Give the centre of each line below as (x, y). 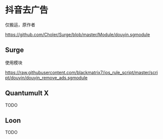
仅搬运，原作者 (20, 25)
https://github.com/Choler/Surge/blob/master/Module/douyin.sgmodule (78, 35)
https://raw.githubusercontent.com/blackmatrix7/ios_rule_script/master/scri (81, 72)
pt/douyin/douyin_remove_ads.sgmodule (46, 77)
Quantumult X (27, 93)
